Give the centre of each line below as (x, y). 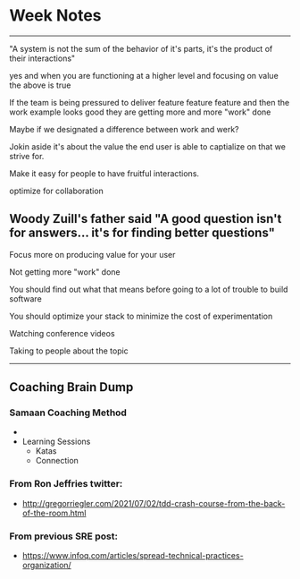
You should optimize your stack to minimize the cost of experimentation (141, 316)
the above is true (40, 85)
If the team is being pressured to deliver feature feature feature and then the (150, 102)
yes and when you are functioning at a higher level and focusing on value (144, 75)
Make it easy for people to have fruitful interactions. (104, 173)
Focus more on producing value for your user (92, 254)
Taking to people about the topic (69, 351)
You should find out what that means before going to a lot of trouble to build (149, 289)
